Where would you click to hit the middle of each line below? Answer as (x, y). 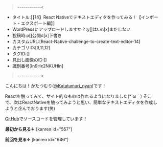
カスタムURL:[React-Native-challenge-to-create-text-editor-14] (76, 42)
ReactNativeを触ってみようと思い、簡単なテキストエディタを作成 (87, 102)
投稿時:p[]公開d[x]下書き (37, 35)
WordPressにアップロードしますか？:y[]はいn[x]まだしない (71, 29)
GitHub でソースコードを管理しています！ (46, 119)
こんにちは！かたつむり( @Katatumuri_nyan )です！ (56, 86)
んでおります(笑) (38, 108)
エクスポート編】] (38, 23)
